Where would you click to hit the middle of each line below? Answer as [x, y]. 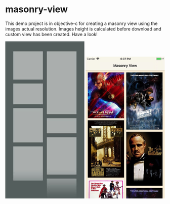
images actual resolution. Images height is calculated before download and [83, 28]
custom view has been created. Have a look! [51, 34]
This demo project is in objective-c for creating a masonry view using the [81, 23]
